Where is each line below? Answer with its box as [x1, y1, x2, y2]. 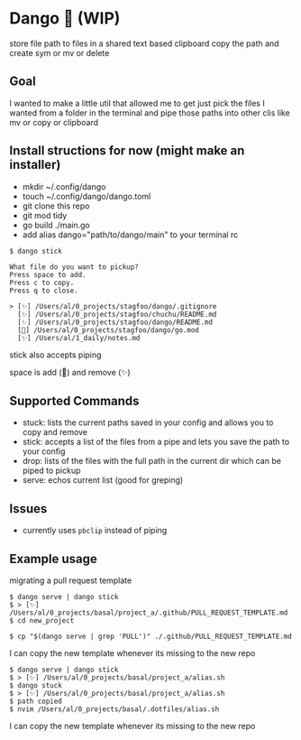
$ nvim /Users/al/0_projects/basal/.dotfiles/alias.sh [9, 705, 220, 714]
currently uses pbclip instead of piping [22, 525, 168, 536]
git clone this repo [22, 200, 90, 211]
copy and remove [22, 427, 88, 438]
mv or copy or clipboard [9, 116, 99, 127]
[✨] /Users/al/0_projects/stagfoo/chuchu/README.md [17, 310, 217, 319]
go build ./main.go [22, 219, 90, 230]
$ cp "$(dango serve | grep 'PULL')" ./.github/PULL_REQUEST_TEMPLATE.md [9, 632, 293, 641]
